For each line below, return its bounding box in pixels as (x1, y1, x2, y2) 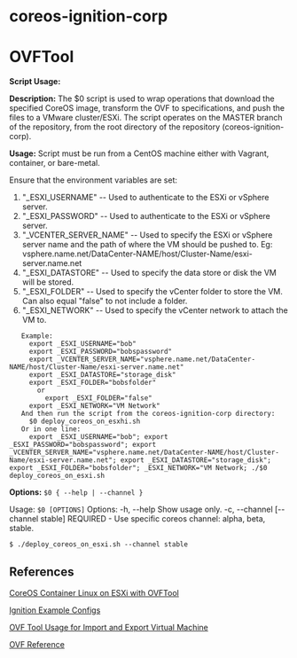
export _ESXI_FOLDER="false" (44, 394, 152, 403)
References (9, 564, 74, 579)
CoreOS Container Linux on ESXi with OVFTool (9, 587, 179, 598)
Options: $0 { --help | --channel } (9, 487, 144, 497)
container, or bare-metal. (9, 158, 100, 168)
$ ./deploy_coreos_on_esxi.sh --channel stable (9, 540, 189, 549)
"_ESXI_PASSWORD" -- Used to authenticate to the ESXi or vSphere (21, 211, 270, 222)
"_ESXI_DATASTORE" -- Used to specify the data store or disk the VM (21, 268, 277, 278)
